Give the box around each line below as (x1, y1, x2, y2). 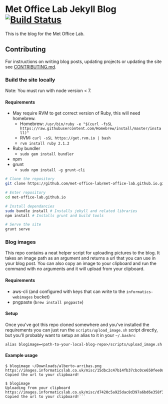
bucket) (34, 293, 50, 299)
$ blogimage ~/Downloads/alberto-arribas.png (5, 363, 101, 368)
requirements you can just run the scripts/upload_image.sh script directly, (5, 326, 158, 333)
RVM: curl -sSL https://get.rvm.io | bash (19, 135, 111, 141)
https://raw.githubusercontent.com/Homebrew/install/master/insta (19, 126, 161, 131)
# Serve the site (5, 222, 41, 227)
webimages (12, 294, 33, 299)
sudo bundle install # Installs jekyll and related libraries (5, 208, 137, 213)
